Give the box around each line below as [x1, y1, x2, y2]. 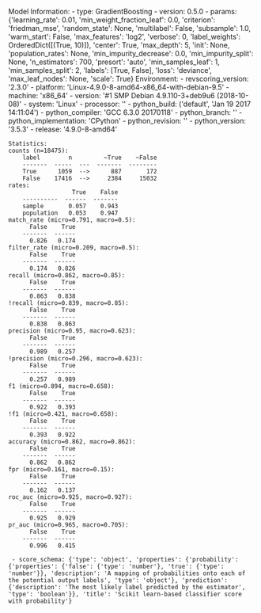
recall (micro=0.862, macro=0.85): [8, 272, 126, 280]
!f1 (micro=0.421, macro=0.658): [8, 410, 119, 418]
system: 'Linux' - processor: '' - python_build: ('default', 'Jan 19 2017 [28, 99, 252, 109]
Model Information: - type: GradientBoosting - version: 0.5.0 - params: [8, 7, 237, 16]
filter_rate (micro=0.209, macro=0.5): [8, 244, 140, 252]
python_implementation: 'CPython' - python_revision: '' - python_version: [8, 116, 247, 125]
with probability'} [8, 597, 73, 605]
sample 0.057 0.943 [22, 202, 119, 210]
